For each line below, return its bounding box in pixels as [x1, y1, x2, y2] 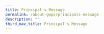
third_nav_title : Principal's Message [5, 21, 88, 26]
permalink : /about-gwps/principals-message [5, 12, 99, 17]
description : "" [5, 16, 40, 21]
